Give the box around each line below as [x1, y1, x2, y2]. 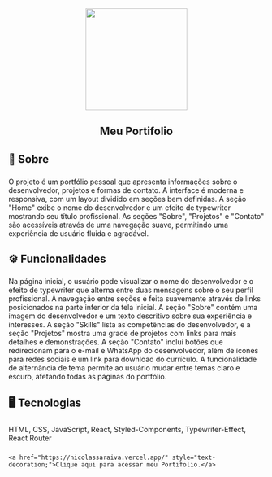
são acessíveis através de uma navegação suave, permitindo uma [8, 220, 229, 230]
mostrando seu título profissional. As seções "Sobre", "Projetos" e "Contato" [8, 211, 265, 221]
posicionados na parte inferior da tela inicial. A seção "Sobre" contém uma [8, 303, 258, 313]
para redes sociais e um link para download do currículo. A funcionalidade [8, 354, 257, 365]
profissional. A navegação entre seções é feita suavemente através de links [8, 294, 261, 304]
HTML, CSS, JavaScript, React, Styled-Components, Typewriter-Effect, [8, 425, 246, 435]
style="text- [171, 453, 217, 462]
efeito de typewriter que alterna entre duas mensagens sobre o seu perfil [8, 285, 254, 295]
